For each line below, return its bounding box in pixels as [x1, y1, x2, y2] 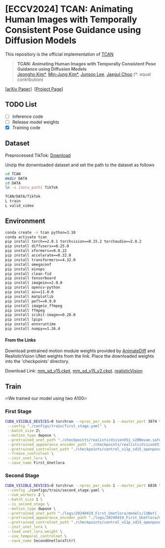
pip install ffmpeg [5, 308, 45, 313]
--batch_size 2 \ [7, 428, 41, 433]
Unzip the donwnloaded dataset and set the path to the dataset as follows [5, 162, 155, 168]
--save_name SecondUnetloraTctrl [7, 538, 76, 543]
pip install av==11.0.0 [5, 290, 54, 294]
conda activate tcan [5, 234, 48, 240]
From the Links [5, 337, 36, 343]
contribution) [17, 76, 44, 82]
